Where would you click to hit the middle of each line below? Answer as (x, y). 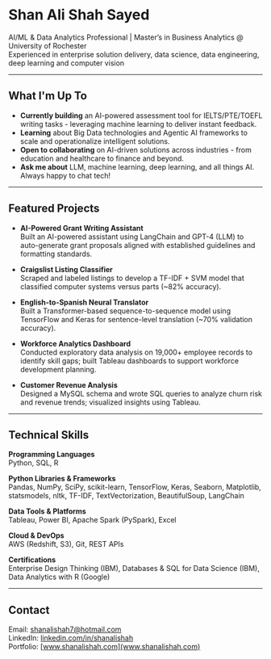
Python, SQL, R (33, 463)
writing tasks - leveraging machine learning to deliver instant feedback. (138, 124)
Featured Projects (54, 209)
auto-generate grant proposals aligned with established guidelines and (138, 245)
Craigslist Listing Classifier (66, 269)
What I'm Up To (48, 96)
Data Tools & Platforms (47, 511)
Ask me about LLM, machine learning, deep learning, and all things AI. (137, 166)
